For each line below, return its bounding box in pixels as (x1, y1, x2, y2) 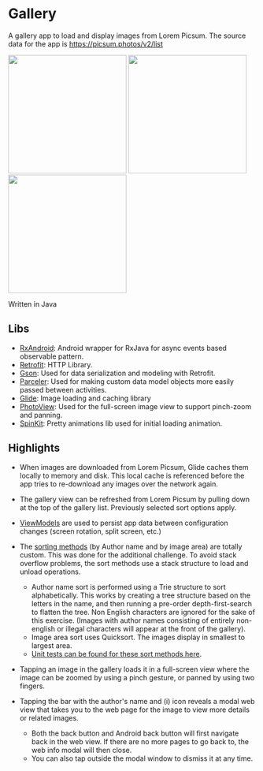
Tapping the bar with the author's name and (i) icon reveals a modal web (19, 696, 255, 706)
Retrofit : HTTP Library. (19, 359, 93, 369)
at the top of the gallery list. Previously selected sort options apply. (19, 502, 237, 512)
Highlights (8, 441, 61, 455)
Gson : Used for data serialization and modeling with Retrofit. (19, 368, 216, 378)
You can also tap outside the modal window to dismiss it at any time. (31, 754, 254, 763)
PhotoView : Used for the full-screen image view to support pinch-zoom (19, 401, 252, 411)
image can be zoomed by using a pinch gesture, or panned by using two (19, 672, 255, 682)
